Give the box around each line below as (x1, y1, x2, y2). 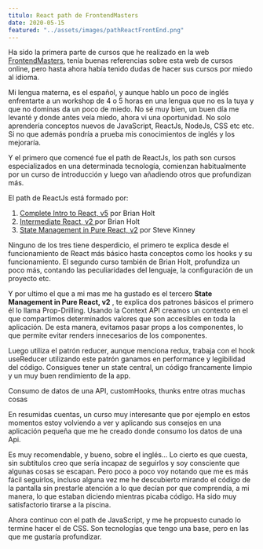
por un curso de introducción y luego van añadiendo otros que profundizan (8, 170, 252, 179)
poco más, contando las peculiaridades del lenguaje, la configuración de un (8, 265, 254, 275)
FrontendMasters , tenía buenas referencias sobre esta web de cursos (8, 56, 233, 65)
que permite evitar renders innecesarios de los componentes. (8, 331, 208, 340)
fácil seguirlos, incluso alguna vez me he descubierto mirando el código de (8, 475, 251, 485)
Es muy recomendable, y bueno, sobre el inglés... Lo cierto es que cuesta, (8, 450, 248, 459)
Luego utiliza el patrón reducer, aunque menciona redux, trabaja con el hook (8, 346, 255, 356)
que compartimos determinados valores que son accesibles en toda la (8, 314, 236, 324)
